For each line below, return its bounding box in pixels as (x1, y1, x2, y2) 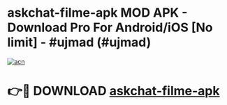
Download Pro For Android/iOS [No (7, 19, 213, 35)
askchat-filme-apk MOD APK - (7, 5, 188, 21)
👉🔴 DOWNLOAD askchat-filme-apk (7, 83, 220, 99)
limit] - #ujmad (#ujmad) (7, 35, 152, 50)
